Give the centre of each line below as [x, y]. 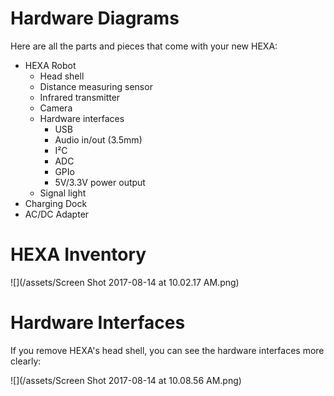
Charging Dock [56, 203]
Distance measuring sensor [96, 86]
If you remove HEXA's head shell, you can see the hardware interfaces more [167, 350]
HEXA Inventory [78, 254]
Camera [56, 108]
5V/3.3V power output [100, 182]
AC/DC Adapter [57, 214]
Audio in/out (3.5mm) [98, 139]
